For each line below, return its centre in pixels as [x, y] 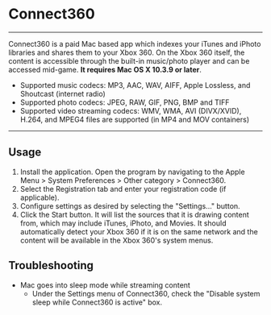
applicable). [40, 197]
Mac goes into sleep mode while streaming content [105, 285]
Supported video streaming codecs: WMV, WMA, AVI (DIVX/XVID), [131, 110]
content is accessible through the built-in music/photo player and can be [129, 60]
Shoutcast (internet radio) [63, 93]
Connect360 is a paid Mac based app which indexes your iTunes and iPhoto [135, 44]
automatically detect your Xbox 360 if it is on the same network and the [139, 231]
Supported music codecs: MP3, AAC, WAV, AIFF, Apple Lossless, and [135, 85]
